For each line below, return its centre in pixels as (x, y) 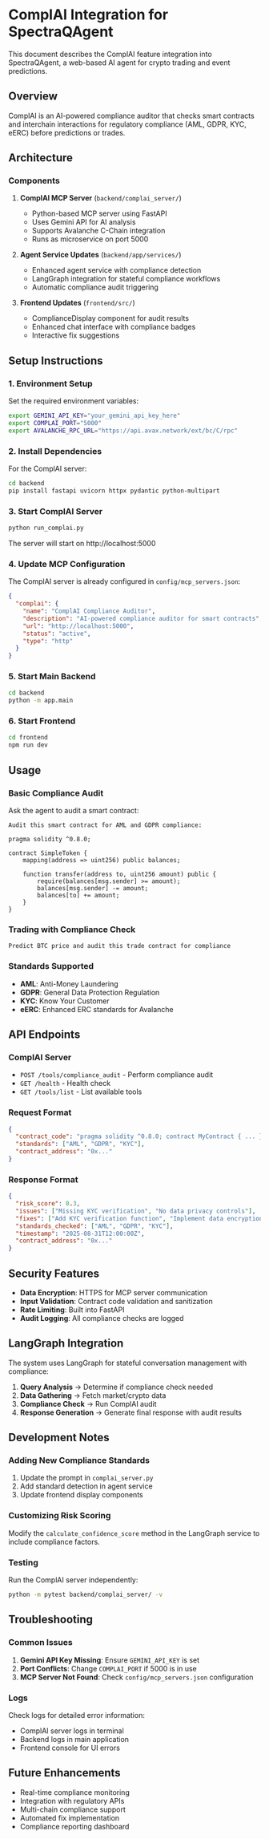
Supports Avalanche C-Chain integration (98, 231)
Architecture (41, 158)
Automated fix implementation (70, 1817)
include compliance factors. (54, 1541)
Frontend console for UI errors (70, 1748)
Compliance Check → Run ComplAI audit (88, 1404)
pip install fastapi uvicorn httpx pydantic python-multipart (114, 491)
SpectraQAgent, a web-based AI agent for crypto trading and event (119, 63)
